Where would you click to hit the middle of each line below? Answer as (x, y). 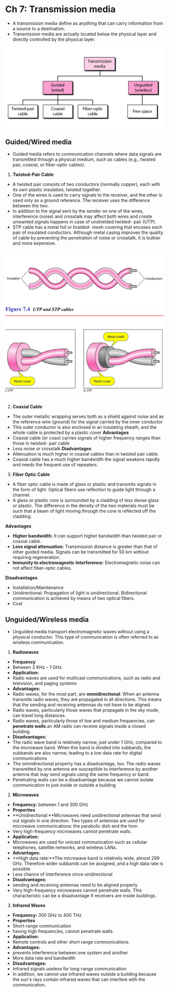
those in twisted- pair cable (41, 443)
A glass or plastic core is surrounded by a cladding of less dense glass (86, 501)
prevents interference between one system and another (70, 952)
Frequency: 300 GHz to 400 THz (47, 915)
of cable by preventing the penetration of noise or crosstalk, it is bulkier (87, 238)
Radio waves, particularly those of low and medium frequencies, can (83, 721)
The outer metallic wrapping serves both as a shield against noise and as (88, 416)
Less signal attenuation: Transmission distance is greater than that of (85, 547)
